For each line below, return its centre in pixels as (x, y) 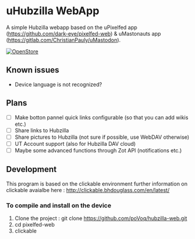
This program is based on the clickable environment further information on (97, 184)
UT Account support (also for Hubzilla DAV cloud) (75, 144)
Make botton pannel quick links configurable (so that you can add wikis (101, 117)
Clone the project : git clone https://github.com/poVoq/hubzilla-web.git (101, 218)
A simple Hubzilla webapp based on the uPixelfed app (72, 27)
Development (32, 169)
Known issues (33, 70)
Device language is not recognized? (58, 84)
